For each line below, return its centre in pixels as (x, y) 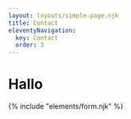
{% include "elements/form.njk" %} (66, 106)
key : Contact (37, 38)
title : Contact (33, 23)
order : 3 (30, 45)
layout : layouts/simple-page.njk (64, 15)
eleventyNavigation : (42, 30)
